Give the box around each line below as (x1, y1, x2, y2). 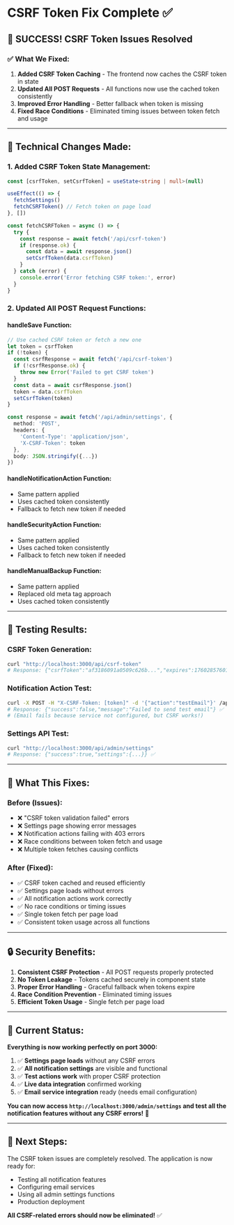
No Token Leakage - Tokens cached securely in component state (17, 975, 206, 984)
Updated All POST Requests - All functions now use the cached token (17, 84, 219, 93)
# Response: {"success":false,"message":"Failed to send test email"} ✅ (7, 706, 224, 713)
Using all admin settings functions (17, 1190, 115, 1199)
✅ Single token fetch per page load (17, 910, 118, 918)
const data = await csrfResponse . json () (13, 381, 132, 388)
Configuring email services (17, 1182, 95, 1191)
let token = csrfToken (7, 343, 73, 350)
